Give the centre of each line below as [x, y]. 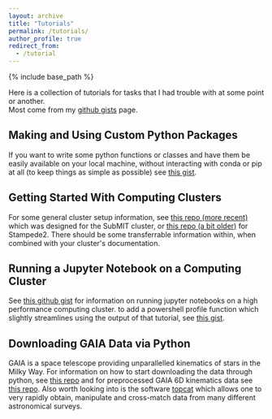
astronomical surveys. [45, 406]
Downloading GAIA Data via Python [99, 343]
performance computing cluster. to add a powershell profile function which [134, 309]
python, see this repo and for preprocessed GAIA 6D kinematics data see [131, 380]
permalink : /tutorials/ [49, 31]
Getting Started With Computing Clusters [115, 198]
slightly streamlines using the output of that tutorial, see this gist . [117, 318]
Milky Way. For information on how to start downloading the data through [131, 372]
